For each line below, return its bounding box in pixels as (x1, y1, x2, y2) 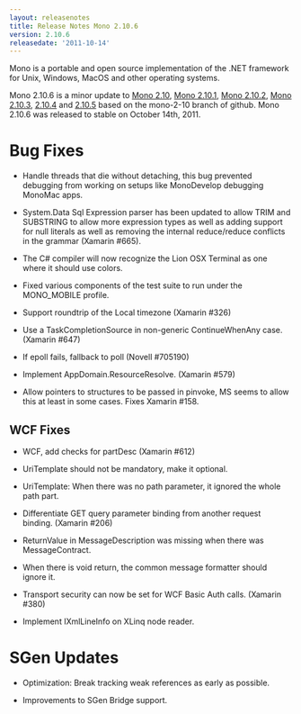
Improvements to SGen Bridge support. (22, 694, 168, 705)
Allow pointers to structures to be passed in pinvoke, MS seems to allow (22, 386, 289, 397)
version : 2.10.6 (9, 30, 70, 39)
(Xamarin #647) (22, 334, 81, 345)
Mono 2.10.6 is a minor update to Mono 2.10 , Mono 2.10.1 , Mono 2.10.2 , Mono (9, 90, 292, 101)
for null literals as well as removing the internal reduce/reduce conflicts (22, 226, 286, 237)
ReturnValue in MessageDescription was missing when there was (22, 535, 264, 546)
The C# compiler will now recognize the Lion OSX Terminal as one (22, 253, 268, 264)
